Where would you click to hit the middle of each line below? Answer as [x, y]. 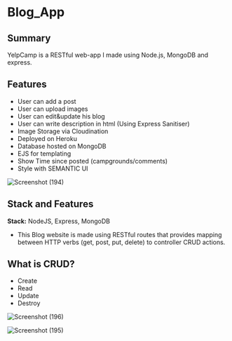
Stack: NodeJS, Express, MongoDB [59, 221]
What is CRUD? [41, 264]
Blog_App [36, 12]
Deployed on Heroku [47, 138]
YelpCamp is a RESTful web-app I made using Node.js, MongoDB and [108, 55]
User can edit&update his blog [61, 116]
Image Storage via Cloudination [63, 131]
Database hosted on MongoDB [62, 146]
